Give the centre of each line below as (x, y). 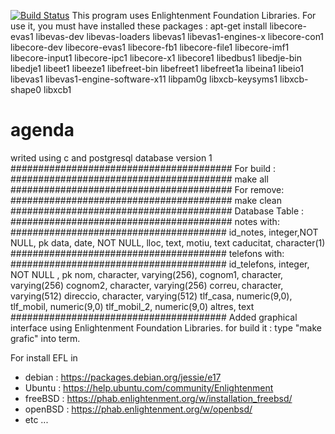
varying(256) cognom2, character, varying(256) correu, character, (147, 285)
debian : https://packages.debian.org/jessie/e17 (123, 377)
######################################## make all (139, 179)
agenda (42, 130)
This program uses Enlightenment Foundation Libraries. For (194, 15)
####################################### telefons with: (147, 253)
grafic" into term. (45, 338)
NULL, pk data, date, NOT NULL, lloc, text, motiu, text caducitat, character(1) (168, 242)
